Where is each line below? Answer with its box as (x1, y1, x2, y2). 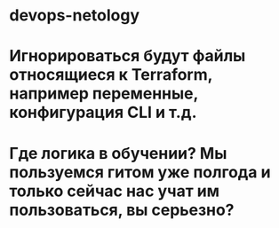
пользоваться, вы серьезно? (9, 200, 235, 220)
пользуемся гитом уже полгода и (9, 161, 271, 182)
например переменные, (9, 83, 198, 104)
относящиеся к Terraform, (9, 65, 213, 85)
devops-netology (9, 5, 140, 26)
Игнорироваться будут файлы (9, 46, 246, 67)
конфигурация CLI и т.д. (9, 103, 197, 122)
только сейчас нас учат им (9, 181, 220, 200)
